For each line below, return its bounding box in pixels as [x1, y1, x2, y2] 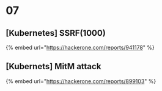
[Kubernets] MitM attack [6, 61, 101, 72]
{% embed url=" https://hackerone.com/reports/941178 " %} [6, 44, 155, 51]
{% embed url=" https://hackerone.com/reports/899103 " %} [6, 77, 156, 85]
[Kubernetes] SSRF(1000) [6, 28, 106, 38]
